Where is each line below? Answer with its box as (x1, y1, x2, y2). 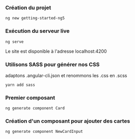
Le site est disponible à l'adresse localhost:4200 (5, 48, 107, 54)
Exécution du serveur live (5, 28, 70, 35)
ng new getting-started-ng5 (5, 16, 65, 21)
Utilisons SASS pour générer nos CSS (5, 61, 100, 68)
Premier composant (5, 94, 56, 101)
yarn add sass (5, 82, 36, 87)
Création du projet (5, 4, 51, 11)
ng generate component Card (5, 106, 65, 111)
